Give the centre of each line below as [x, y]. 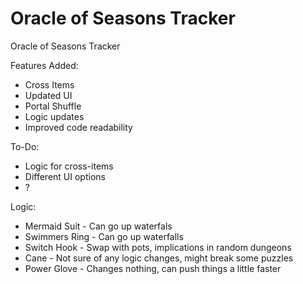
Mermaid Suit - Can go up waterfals [98, 226]
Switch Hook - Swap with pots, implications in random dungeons [158, 247]
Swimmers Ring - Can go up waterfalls [104, 236]
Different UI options [65, 176]
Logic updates [54, 116]
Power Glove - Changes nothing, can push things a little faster [153, 268]
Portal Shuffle [53, 106]
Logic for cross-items [69, 166]
